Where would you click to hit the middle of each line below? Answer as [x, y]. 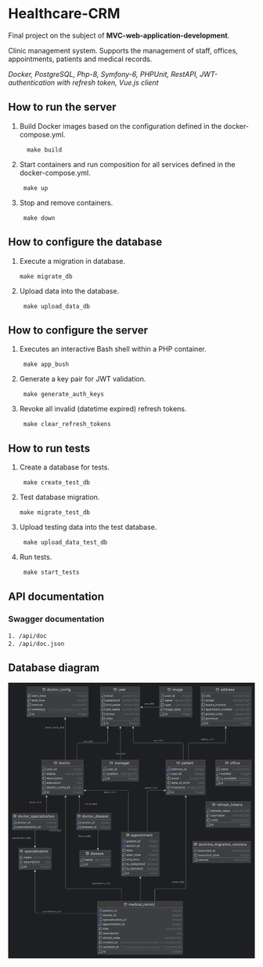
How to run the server [62, 107]
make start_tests [51, 573]
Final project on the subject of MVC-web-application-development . [119, 35]
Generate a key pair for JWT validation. [83, 379]
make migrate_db [46, 276]
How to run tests [49, 448]
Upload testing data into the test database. [88, 527]
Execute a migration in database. [72, 261]
